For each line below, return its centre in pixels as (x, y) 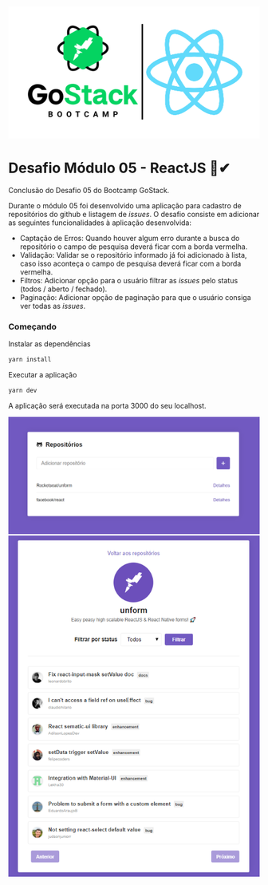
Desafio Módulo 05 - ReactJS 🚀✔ (120, 168)
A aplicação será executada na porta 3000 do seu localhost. (107, 406)
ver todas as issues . (53, 306)
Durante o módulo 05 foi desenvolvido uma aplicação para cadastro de (125, 206)
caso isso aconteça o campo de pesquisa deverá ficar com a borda (130, 264)
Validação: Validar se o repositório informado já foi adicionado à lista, (133, 255)
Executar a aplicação (43, 375)
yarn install (30, 360)
